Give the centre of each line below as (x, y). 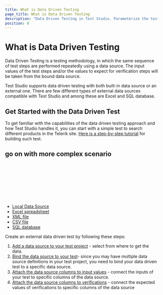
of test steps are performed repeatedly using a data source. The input (75, 66)
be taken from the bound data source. (43, 77)
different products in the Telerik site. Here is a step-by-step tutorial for (75, 134)
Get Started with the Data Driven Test (63, 111)
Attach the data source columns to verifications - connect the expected (83, 282)
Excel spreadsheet (31, 211)
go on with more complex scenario (58, 154)
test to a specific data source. (42, 267)
